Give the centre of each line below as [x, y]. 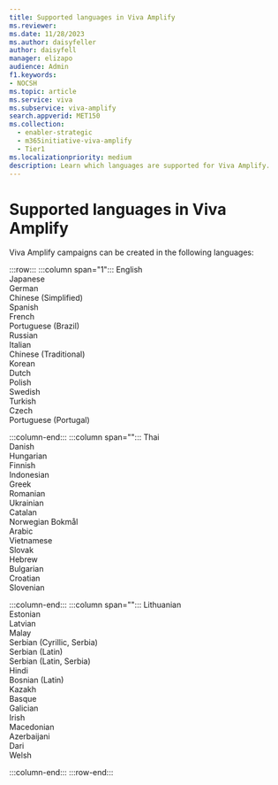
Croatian [25, 578]
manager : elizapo [41, 58]
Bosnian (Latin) [37, 680]
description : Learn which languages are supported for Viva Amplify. [140, 165]
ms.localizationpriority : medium [71, 157]
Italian [20, 345]
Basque [23, 699]
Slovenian [27, 588]
